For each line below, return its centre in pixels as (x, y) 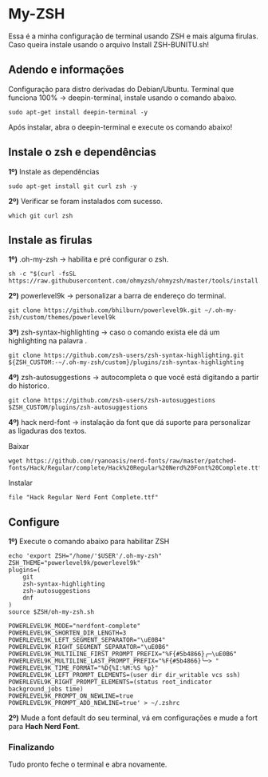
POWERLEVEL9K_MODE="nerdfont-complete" (75, 626)
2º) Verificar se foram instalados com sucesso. (86, 201)
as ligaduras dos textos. (47, 431)
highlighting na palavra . (48, 341)
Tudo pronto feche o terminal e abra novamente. (88, 764)
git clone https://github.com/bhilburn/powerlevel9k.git (105, 310)
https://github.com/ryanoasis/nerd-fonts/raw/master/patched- (132, 461)
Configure (34, 522)
